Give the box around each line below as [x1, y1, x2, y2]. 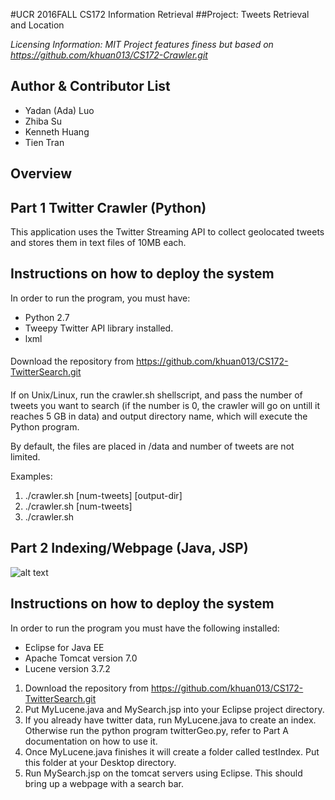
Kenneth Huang [24, 125, 90, 138]
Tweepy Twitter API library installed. [24, 322, 174, 334]
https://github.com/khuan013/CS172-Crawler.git [10, 49, 208, 61]
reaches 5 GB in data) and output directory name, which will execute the [10, 410, 308, 423]
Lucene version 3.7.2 [24, 662, 111, 674]
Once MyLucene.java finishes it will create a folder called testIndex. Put [24, 745, 320, 758]
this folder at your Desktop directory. [24, 756, 177, 768]
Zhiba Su [24, 115, 63, 127]
